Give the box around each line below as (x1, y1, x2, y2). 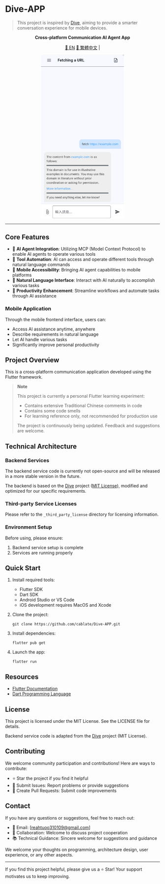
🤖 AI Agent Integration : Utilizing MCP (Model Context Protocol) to (12, 246, 146, 252)
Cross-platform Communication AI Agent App (35, 34, 130, 40)
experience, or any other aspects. (5, 852, 74, 857)
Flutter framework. (5, 374, 43, 380)
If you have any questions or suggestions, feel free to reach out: (5, 815, 135, 821)
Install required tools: (12, 577, 55, 583)
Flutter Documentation (12, 686, 58, 692)
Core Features (5, 233, 50, 241)
